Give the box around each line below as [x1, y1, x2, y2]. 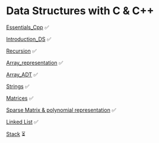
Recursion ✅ [6, 47, 37, 54]
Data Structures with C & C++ [6, 4, 154, 18]
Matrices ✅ [6, 95, 34, 102]
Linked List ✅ [6, 118, 39, 125]
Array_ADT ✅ [6, 71, 39, 78]
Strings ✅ [6, 83, 30, 90]
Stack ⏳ [6, 130, 26, 137]
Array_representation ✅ [6, 59, 63, 66]
